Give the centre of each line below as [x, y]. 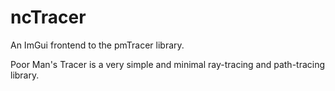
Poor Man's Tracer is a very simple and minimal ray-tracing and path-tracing [168, 64]
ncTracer [48, 17]
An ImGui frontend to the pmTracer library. [97, 45]
